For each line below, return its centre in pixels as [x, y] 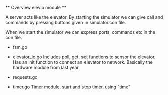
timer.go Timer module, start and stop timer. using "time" [71, 87]
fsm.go [20, 47]
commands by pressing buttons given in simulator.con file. [66, 22]
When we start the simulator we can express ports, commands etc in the [80, 32]
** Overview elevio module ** [36, 7]
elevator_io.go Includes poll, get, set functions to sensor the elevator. [84, 57]
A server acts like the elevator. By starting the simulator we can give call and [84, 17]
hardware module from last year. [46, 68]
